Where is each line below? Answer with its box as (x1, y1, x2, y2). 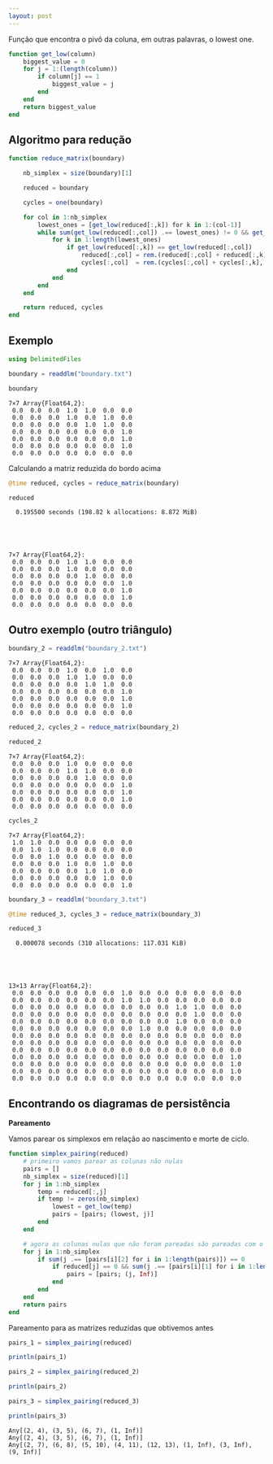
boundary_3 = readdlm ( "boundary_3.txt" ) (8, 895, 148, 904)
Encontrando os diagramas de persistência (8, 1096, 231, 1110)
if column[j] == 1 (37, 72, 100, 81)
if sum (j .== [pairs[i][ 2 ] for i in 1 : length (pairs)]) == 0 (37, 1255, 245, 1263)
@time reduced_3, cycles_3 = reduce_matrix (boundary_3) (8, 910, 201, 918)
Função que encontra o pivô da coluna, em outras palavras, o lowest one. (8, 34, 254, 44)
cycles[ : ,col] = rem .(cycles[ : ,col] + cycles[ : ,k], (80, 259, 264, 267)
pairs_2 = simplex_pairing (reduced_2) (8, 1368, 140, 1376)
